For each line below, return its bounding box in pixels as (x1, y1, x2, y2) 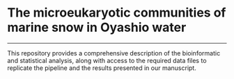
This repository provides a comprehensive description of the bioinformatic (7, 49, 221, 57)
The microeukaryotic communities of (7, 5, 226, 21)
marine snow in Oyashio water (7, 19, 187, 35)
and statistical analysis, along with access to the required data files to (7, 56, 207, 64)
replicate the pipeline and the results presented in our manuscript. (7, 64, 196, 72)
